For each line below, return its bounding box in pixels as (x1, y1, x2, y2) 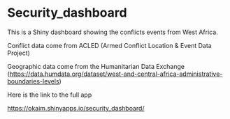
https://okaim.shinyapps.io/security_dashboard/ (7, 104, 145, 112)
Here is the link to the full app (7, 90, 92, 99)
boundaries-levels (7, 77, 59, 85)
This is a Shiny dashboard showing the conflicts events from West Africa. (7, 28, 218, 36)
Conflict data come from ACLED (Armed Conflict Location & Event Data (7, 41, 212, 49)
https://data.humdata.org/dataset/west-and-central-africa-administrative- (9, 70, 223, 78)
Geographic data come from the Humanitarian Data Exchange (7, 62, 185, 70)
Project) (7, 49, 30, 57)
